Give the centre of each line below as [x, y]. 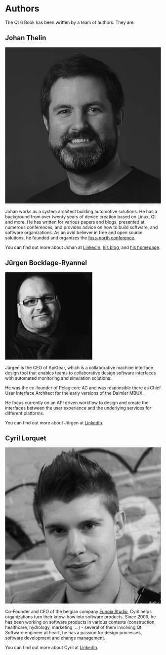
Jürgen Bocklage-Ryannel [46, 263]
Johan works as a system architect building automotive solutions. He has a [81, 211]
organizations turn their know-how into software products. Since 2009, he [81, 617]
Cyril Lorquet [26, 438]
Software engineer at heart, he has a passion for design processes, [74, 633]
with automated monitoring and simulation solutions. [58, 378]
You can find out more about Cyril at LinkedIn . [52, 648]
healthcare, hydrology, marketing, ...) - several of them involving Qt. [74, 627]
